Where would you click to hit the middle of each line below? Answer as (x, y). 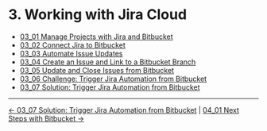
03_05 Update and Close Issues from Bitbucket (97, 70)
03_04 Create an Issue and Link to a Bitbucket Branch (108, 62)
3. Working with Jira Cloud (98, 15)
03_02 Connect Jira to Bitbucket (72, 44)
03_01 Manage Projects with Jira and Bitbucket (96, 37)
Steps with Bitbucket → (46, 118)
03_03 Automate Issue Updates (71, 53)
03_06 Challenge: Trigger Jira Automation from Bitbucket (113, 79)
